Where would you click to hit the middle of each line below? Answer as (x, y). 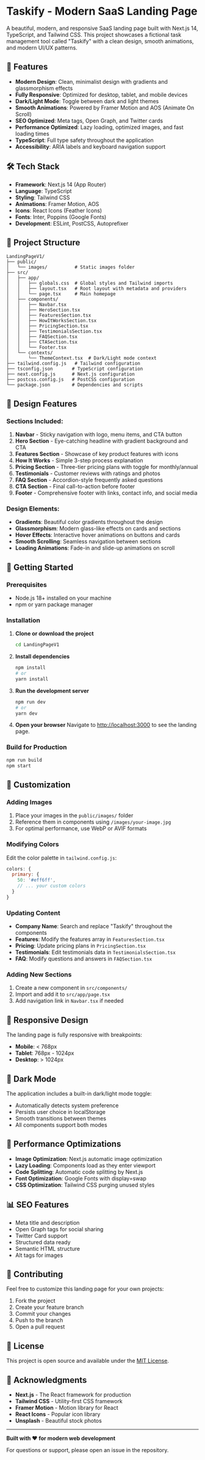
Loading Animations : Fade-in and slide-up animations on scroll (95, 548)
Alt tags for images (39, 1255)
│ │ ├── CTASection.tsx (42, 342)
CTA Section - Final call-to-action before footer (75, 487)
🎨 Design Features (42, 404)
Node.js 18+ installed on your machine (63, 598)
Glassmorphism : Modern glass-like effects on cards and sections (98, 529)
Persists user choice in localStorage (60, 1112)
